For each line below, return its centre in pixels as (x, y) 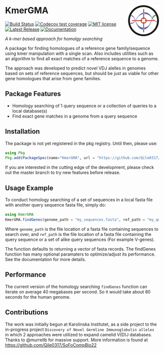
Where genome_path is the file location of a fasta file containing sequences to (82, 229)
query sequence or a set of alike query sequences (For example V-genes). (80, 239)
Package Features (33, 94)
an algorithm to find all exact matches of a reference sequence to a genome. (82, 58)
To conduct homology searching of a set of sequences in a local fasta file (79, 200)
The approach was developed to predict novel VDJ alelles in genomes (75, 68)
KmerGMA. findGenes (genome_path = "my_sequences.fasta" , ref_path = (75, 220)
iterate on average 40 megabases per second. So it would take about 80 (78, 292)
